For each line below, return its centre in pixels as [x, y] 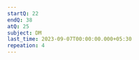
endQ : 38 [20, 20]
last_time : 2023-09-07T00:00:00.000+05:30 [69, 39]
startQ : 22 [23, 13]
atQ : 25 [18, 26]
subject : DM [24, 33]
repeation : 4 [26, 46]
